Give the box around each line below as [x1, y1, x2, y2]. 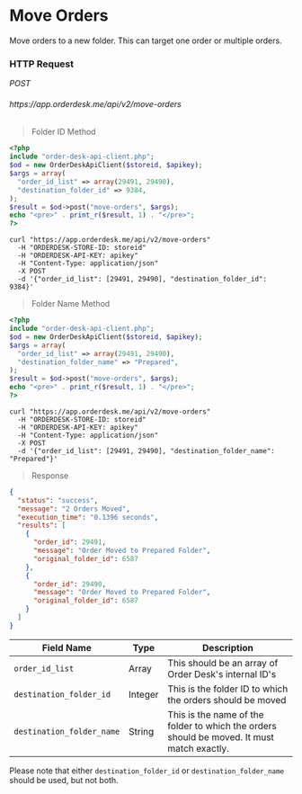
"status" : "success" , [17, 495, 99, 504]
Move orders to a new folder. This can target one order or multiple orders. [9, 35, 282, 46]
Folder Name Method [31, 299, 111, 309]
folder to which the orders [167, 719, 277, 732]
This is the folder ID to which [167, 682, 289, 695]
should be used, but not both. [9, 774, 119, 785]
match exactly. [167, 742, 229, 754]
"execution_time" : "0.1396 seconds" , [17, 513, 159, 522]
